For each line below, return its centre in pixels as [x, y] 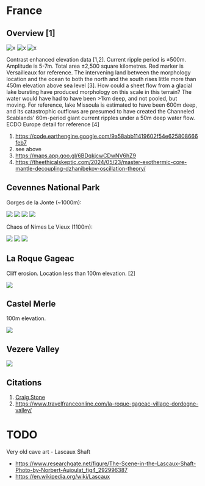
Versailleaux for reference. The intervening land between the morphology [99, 73]
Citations [24, 383]
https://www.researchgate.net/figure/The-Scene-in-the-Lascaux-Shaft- [106, 463]
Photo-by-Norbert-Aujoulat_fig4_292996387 [71, 470]
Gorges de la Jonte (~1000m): [44, 202]
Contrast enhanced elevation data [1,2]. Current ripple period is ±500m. [96, 59]
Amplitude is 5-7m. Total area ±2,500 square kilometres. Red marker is [95, 66]
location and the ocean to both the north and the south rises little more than [101, 79]
